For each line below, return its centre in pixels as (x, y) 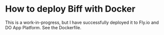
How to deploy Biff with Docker (70, 9)
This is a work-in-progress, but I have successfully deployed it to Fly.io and (82, 22)
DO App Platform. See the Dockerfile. (43, 27)
